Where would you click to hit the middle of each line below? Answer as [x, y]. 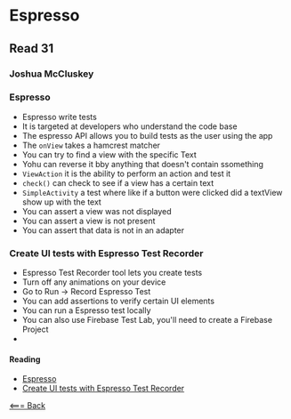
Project [35, 329]
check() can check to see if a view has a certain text [118, 182]
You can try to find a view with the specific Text [109, 154]
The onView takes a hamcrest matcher [91, 145]
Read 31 [32, 48]
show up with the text [62, 202]
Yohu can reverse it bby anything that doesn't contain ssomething [143, 164]
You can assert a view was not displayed [97, 211]
